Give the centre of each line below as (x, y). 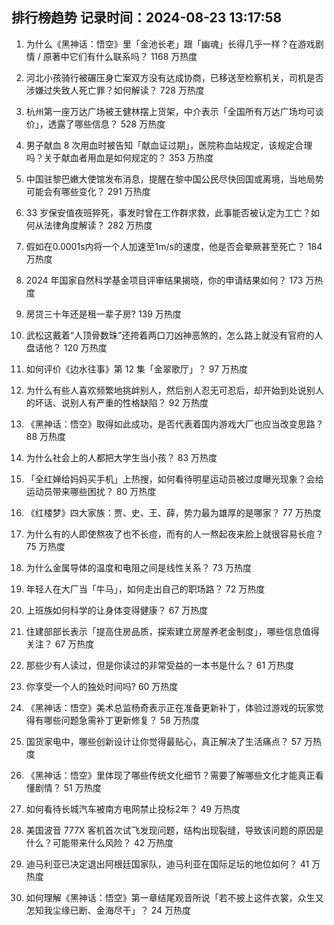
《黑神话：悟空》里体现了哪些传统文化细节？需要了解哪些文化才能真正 (170, 775)
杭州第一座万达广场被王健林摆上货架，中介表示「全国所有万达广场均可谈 (174, 111)
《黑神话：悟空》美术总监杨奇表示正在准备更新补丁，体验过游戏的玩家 (170, 707)
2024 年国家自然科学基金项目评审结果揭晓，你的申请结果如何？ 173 (164, 280)
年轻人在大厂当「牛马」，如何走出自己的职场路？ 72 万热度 (145, 589)
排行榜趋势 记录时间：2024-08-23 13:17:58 (147, 18)
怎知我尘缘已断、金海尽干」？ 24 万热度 (108, 910)
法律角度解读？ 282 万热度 (98, 225)
